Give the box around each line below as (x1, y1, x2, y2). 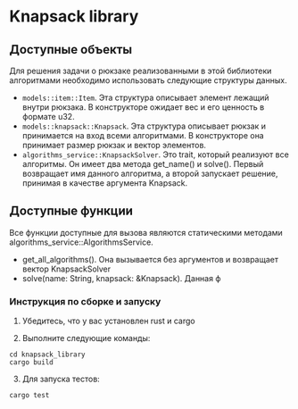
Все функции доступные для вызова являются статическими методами (9, 227, 283, 238)
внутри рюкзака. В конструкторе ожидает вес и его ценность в (21, 102, 265, 113)
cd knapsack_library (9, 350, 87, 359)
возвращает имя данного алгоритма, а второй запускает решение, (21, 168, 278, 179)
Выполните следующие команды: (21, 333, 151, 344)
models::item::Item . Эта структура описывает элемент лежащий (21, 92, 269, 103)
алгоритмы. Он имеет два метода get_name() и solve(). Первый (21, 159, 264, 169)
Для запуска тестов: (21, 373, 100, 385)
